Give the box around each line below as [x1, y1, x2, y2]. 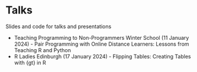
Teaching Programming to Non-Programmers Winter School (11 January [14, 34, 189, 41]
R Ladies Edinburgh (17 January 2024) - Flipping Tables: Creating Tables [14, 53, 191, 60]
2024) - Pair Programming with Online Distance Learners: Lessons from [14, 40, 190, 47]
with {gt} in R [14, 59, 46, 66]
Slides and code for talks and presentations [5, 23, 112, 30]
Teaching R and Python [14, 46, 72, 53]
